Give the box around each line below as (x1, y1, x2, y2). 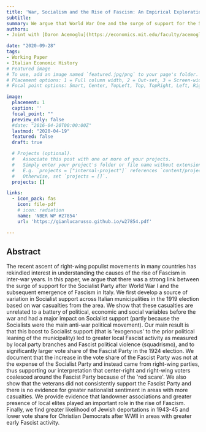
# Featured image (6, 66, 51, 72)
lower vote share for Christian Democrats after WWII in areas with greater (6, 412, 192, 420)
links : (6, 190, 23, 196)
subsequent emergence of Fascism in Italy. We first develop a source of (6, 289, 188, 296)
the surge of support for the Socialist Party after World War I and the (6, 282, 179, 290)
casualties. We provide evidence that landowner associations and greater (6, 393, 192, 400)
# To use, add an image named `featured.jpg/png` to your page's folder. (6, 71, 199, 77)
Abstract (6, 246, 41, 257)
